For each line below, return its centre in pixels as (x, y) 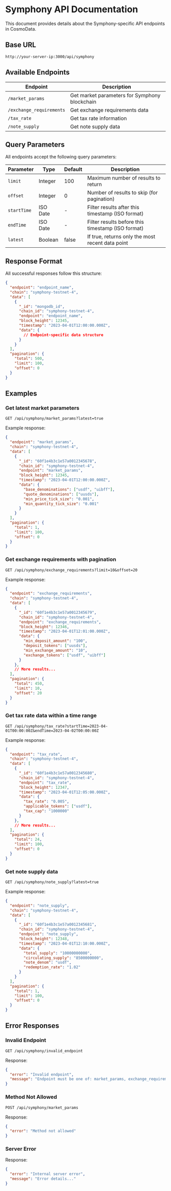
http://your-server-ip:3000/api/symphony (50, 57)
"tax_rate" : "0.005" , (47, 801)
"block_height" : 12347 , (44, 787)
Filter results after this (113, 208)
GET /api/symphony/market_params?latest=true (54, 419)
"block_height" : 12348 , (44, 939)
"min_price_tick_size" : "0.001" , (59, 499)
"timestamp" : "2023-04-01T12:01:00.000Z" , (64, 631)
